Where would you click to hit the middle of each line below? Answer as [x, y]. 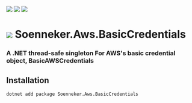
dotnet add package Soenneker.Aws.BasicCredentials [72, 94]
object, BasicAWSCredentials [50, 61]
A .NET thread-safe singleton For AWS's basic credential [91, 53]
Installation [28, 80]
